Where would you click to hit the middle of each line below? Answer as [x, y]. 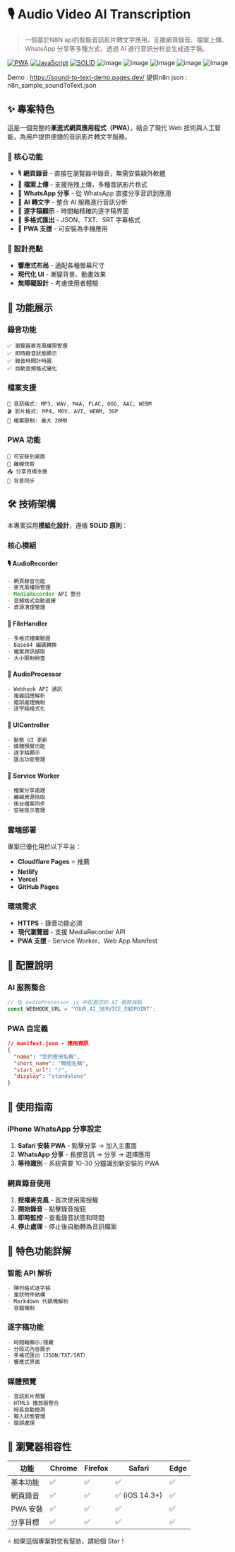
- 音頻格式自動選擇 [32, 601]
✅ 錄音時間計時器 [30, 361]
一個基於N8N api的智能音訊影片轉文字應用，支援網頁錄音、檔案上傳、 [126, 40]
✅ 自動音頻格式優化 [32, 369]
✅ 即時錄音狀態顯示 [32, 354]
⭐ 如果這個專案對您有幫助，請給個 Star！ [67, 1541]
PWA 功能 [24, 440]
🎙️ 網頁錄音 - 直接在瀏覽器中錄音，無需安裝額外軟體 [91, 173]
